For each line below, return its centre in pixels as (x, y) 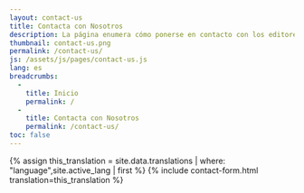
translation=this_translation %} (66, 179)
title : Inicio (52, 93)
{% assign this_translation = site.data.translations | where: (118, 161)
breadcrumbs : (34, 77)
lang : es (26, 69)
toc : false (30, 135)
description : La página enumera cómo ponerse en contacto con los (137, 34)
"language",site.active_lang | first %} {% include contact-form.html (134, 170)
